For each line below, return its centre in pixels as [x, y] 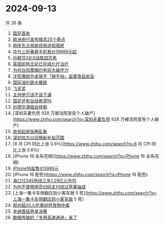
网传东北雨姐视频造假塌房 [38, 45]
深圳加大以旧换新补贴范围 [38, 138]
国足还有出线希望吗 [32, 101]
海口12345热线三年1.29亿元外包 [44, 180]
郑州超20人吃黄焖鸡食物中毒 [41, 205]
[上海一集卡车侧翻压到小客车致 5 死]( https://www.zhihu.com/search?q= [85, 193]
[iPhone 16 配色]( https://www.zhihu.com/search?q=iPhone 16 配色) [80, 174]
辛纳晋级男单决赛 [30, 211]
